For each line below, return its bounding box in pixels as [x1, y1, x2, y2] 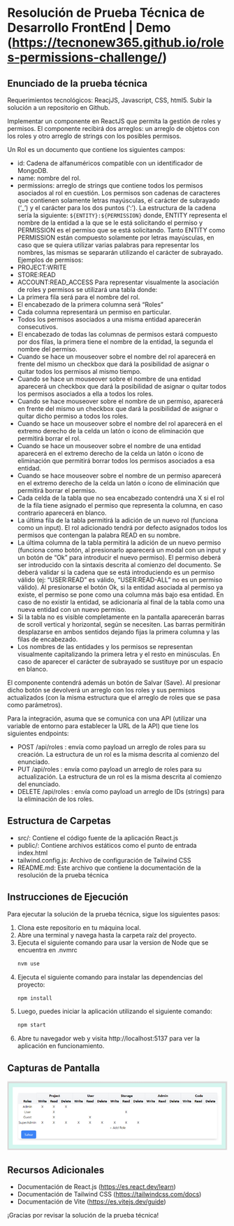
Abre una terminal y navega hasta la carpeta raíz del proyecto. [17, 931, 197, 939]
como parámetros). [7, 701, 63, 709]
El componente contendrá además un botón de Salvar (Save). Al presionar [7, 678, 221, 687]
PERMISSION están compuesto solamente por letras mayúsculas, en [17, 233, 214, 242]
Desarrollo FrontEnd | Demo [7, 20, 171, 36]
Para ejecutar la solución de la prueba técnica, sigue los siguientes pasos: [7, 910, 221, 918]
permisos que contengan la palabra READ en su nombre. [17, 531, 181, 539]
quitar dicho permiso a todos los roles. [17, 412, 129, 420]
